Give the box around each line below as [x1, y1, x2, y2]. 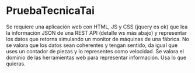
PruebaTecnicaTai [6, 4, 95, 17]
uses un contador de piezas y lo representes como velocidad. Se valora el [6, 48, 184, 54]
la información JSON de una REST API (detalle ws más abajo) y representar [6, 29, 187, 36]
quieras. [6, 60, 26, 67]
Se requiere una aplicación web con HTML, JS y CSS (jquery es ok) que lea [6, 23, 188, 30]
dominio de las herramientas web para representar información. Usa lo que [6, 54, 187, 61]
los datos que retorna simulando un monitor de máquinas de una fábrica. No [6, 35, 190, 42]
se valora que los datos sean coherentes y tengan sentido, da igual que [6, 42, 178, 49]
